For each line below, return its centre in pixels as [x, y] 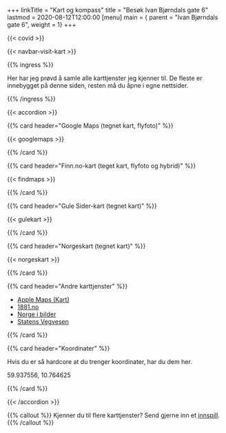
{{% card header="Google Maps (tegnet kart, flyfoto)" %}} [90, 126]
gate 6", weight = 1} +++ [42, 25]
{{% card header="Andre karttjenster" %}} [68, 286]
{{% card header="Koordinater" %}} [59, 348]
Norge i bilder [37, 314]
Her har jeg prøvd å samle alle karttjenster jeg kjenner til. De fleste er [105, 78]
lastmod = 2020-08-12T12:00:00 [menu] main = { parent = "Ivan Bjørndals [113, 17]
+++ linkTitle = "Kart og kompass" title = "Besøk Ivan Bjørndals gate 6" [108, 10]
